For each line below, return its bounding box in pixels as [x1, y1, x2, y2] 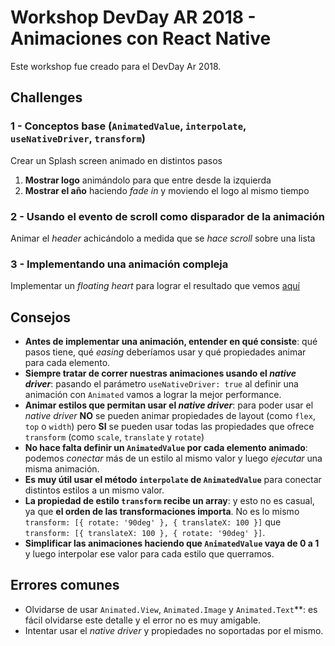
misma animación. [24, 463, 100, 475]
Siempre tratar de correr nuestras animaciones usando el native [24, 367, 297, 380]
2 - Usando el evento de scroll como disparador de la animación [10, 209, 325, 223]
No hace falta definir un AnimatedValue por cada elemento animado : [24, 442, 308, 454]
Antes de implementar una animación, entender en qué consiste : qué [24, 336, 318, 348]
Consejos [10, 309, 72, 326]
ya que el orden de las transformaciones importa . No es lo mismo [24, 506, 300, 518]
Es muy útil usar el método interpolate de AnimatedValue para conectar [24, 474, 322, 486]
